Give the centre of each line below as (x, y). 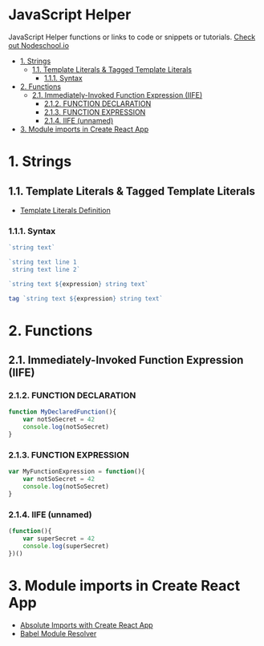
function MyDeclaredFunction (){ (62, 412)
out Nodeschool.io (39, 45)
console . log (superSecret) (66, 546)
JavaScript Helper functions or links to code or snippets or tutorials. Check (132, 37)
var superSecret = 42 (59, 539)
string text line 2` (46, 269)
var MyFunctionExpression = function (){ (77, 472)
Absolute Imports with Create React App (87, 625)
